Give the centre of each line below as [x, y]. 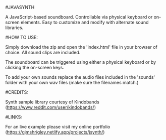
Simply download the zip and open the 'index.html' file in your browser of [81, 47]
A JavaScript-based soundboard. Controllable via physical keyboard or [79, 17]
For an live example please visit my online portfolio [58, 127]
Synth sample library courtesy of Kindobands [52, 102]
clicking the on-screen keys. [35, 67]
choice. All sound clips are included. [43, 52]
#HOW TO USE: [21, 37]
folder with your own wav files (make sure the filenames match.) [72, 83]
